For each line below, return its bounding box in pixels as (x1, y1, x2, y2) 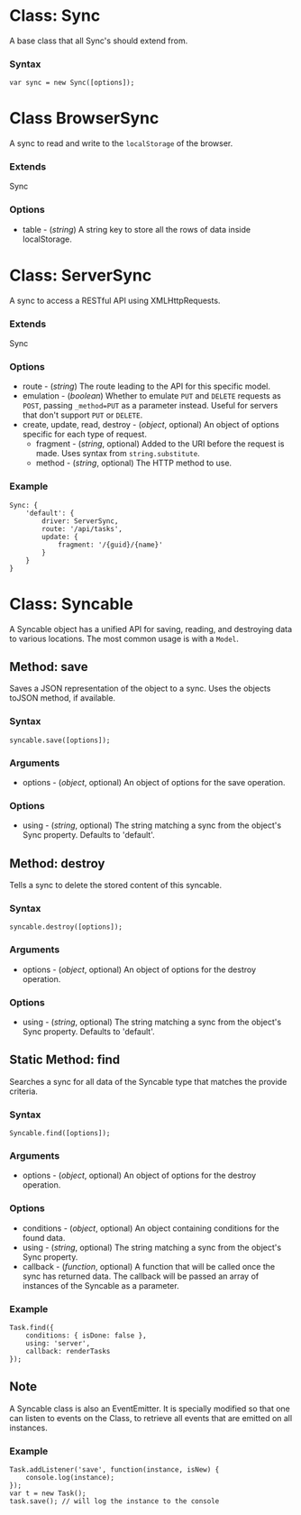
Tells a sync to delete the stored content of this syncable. (9, 880, 223, 891)
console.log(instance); (25, 1474, 115, 1483)
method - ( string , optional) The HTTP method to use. (35, 457, 233, 469)
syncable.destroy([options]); (9, 923, 123, 932)
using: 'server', (25, 1338, 91, 1348)
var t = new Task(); (9, 1489, 87, 1498)
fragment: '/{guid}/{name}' (57, 540, 164, 549)
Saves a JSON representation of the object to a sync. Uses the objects (9, 683, 271, 694)
